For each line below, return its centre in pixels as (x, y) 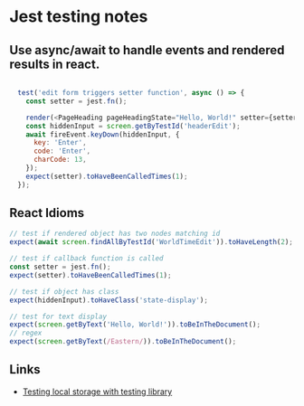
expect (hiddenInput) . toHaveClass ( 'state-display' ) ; (109, 300)
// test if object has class (64, 291)
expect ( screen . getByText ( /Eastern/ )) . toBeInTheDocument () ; (123, 342)
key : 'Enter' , (60, 143)
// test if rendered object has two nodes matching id (115, 234)
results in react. (55, 64)
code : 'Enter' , (62, 151)
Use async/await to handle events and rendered (147, 50)
